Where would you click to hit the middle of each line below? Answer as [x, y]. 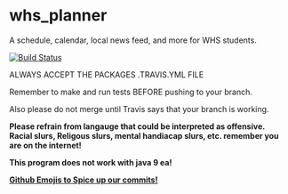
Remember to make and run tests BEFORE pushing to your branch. [131, 92]
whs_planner [58, 16]
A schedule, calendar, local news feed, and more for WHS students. [133, 40]
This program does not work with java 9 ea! [91, 162]
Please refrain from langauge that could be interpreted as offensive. [137, 126]
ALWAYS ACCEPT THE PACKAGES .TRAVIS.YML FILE [107, 74]
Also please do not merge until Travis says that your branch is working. [139, 109]
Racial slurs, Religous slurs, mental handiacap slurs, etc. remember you [144, 135]
